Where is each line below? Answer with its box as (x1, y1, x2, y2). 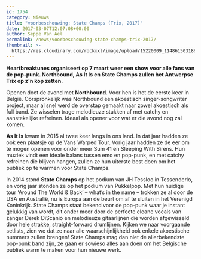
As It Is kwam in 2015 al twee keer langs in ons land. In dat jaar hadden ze (6, 132, 188, 139)
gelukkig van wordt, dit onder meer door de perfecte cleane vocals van (6, 208, 181, 215)
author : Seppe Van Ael (6, 31, 63, 37)
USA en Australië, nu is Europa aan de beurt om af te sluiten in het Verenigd (6, 195, 193, 202)
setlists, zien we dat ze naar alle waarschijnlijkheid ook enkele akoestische (6, 227, 190, 234)
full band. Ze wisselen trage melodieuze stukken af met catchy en (6, 108, 169, 115)
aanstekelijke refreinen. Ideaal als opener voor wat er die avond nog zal (6, 114, 182, 121)
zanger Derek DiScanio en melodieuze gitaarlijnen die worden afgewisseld (6, 214, 190, 221)
